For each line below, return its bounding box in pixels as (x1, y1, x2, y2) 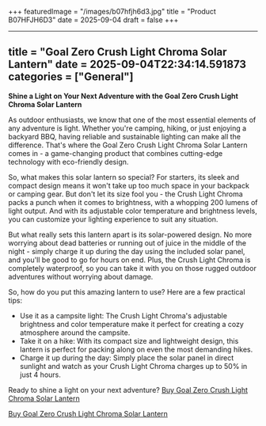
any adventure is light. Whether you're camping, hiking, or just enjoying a (8, 123, 247, 133)
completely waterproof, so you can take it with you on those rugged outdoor (8, 263, 257, 272)
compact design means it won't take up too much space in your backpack (8, 181, 249, 190)
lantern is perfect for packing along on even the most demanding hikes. (19, 344, 253, 354)
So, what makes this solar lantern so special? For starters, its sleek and (8, 172, 240, 181)
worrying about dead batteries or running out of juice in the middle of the (8, 238, 247, 248)
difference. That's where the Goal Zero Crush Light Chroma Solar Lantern (8, 140, 248, 150)
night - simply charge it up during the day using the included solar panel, (8, 246, 245, 256)
